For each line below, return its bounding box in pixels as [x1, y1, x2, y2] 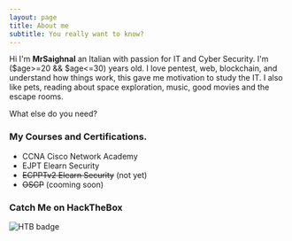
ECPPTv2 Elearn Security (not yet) [21, 169, 148, 180]
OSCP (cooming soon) [21, 179, 104, 190]
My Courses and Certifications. [9, 130, 148, 143]
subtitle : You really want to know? [9, 29, 144, 38]
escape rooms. [9, 91, 64, 102]
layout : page [9, 12, 58, 22]
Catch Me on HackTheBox [9, 201, 123, 214]
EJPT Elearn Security [21, 160, 100, 171]
